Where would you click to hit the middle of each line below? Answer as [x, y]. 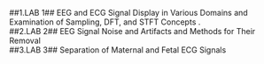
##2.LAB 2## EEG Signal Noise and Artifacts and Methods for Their [132, 31]
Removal [25, 40]
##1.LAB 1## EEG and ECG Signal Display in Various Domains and [128, 13]
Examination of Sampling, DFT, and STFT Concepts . [105, 22]
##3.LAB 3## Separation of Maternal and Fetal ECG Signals [118, 50]
